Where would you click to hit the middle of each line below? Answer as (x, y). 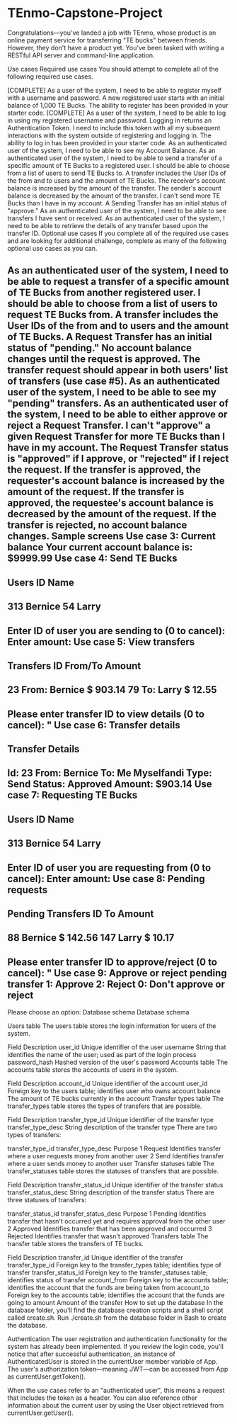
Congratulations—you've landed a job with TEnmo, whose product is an (112, 33)
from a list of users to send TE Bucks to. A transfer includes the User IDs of (117, 173)
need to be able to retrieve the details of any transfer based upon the (108, 225)
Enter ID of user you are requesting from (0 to (109, 868)
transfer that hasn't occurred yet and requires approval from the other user (116, 1221)
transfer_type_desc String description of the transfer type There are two (112, 1127)
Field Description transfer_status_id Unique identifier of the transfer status (115, 1185)
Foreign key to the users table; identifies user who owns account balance (114, 1091)
